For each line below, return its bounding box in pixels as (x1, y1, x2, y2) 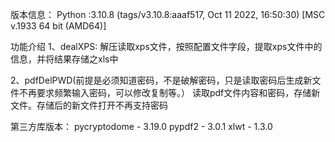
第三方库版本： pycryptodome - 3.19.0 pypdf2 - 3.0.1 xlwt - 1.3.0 (10, 121, 273, 132)
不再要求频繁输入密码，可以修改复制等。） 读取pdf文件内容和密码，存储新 (18, 87, 321, 98)
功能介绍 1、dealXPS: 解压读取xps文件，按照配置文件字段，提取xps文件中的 (10, 41, 323, 52)
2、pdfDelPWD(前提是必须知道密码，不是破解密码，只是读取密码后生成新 (10, 74, 313, 86)
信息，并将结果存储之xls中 (10, 53, 119, 65)
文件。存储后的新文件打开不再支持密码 (10, 99, 168, 111)
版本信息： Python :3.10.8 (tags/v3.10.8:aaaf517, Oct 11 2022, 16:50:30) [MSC (10, 9, 326, 20)
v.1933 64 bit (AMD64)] (10, 20, 107, 32)
